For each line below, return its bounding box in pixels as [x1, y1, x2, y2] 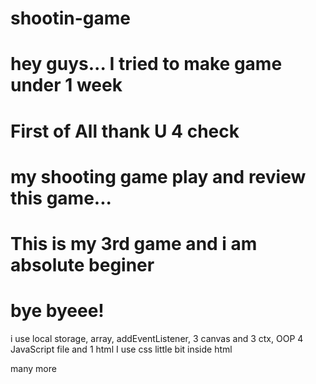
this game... [10, 187, 112, 209]
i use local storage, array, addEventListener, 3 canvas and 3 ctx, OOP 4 [10, 332, 304, 344]
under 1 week [10, 74, 123, 97]
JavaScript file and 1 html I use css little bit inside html [10, 343, 233, 355]
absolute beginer [10, 253, 155, 276]
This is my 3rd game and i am [10, 232, 258, 255]
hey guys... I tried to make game [10, 53, 283, 76]
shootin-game [10, 7, 132, 30]
